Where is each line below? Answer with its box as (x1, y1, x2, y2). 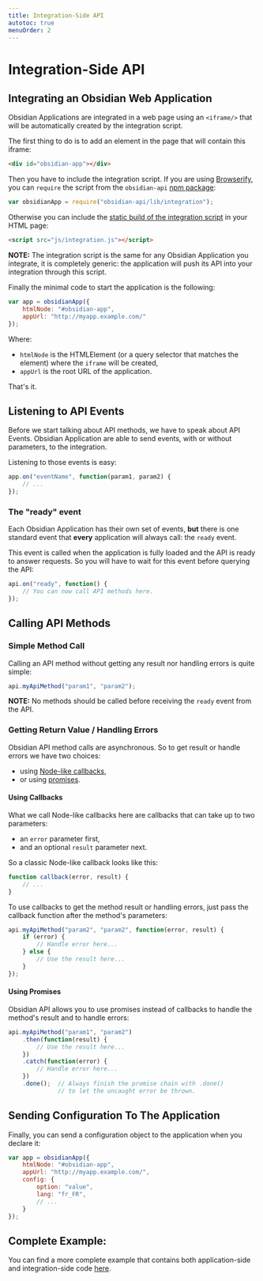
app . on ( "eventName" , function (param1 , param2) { (8, 473, 171, 481)
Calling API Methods (8, 617, 111, 630)
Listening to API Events (8, 404, 125, 418)
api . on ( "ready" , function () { (8, 580, 108, 588)
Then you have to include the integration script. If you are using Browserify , (8, 175, 254, 184)
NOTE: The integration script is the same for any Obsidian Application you (8, 251, 249, 259)
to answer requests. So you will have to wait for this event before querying (8, 557, 250, 566)
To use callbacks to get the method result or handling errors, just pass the (8, 902, 249, 912)
